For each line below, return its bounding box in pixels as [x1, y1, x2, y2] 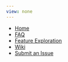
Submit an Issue [14, 49, 54, 56]
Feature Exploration [14, 37, 62, 44]
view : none [6, 8, 33, 15]
